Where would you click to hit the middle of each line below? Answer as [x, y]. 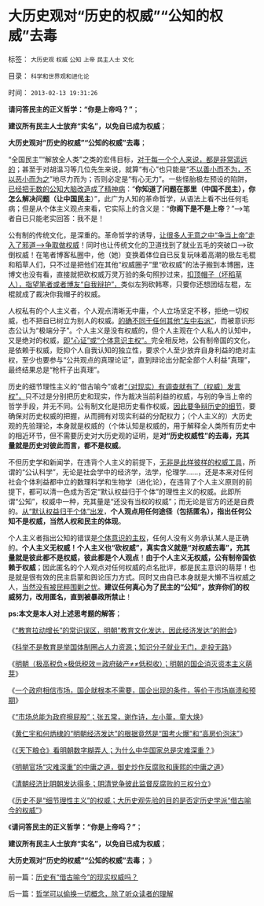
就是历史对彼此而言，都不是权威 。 [70, 445]
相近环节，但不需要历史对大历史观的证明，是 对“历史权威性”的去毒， [125, 435]
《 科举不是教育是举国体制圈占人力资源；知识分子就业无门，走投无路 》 [122, 646]
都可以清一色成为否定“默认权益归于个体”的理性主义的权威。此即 [132, 492]
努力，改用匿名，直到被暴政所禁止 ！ [73, 597]
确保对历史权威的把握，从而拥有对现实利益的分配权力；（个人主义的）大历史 [130, 416]
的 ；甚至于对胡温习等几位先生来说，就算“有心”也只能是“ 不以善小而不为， [126, 169]
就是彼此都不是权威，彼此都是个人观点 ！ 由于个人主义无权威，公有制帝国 [132, 557]
